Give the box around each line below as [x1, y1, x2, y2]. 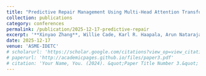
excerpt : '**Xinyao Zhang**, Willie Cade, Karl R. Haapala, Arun [6, 32, 177, 38]
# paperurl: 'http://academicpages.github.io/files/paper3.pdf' [6, 55, 174, 61]
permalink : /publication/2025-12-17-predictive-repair [6, 26, 150, 32]
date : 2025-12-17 [6, 37, 51, 44]
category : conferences [6, 20, 64, 26]
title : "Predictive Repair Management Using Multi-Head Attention [6, 9, 180, 15]
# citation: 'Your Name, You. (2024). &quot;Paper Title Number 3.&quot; [6, 60, 199, 66]
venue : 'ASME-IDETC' [6, 44, 59, 50]
